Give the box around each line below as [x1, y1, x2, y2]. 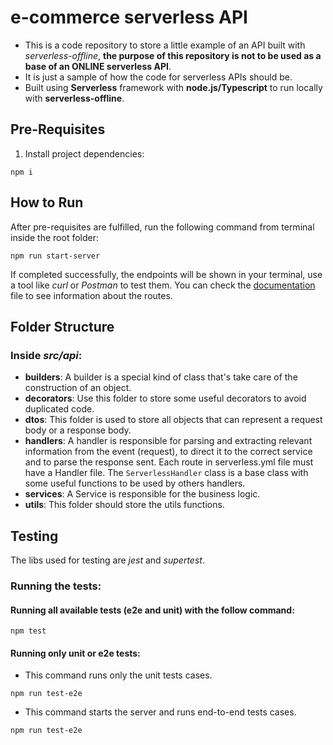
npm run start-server [10, 251, 101, 261]
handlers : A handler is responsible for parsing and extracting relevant [24, 435, 313, 447]
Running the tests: [10, 579, 102, 593]
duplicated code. [24, 403, 95, 415]
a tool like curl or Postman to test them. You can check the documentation [10, 279, 316, 291]
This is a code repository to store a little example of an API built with [24, 39, 306, 51]
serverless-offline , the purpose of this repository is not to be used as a [24, 49, 322, 61]
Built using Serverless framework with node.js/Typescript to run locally [24, 81, 323, 93]
